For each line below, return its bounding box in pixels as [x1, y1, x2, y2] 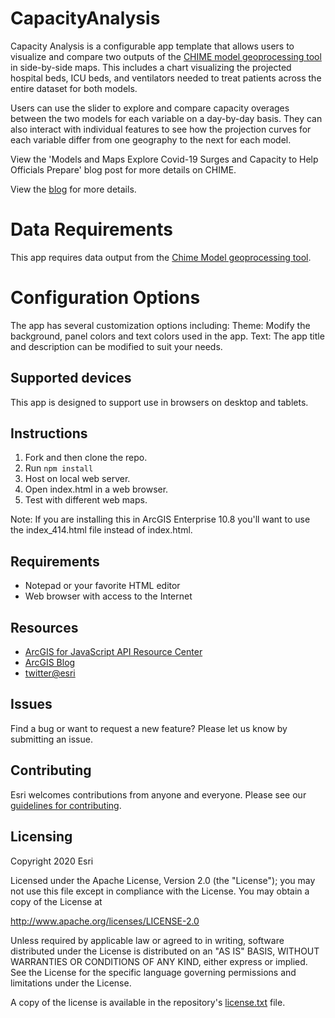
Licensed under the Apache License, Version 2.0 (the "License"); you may [10, 874, 316, 886]
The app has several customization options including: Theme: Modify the [10, 319, 311, 331]
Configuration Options [10, 287, 201, 309]
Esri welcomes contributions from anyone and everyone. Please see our [10, 788, 307, 801]
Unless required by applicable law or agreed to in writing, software [10, 934, 285, 946]
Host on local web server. [24, 473, 131, 485]
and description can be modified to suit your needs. [10, 340, 223, 352]
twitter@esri [24, 667, 76, 679]
